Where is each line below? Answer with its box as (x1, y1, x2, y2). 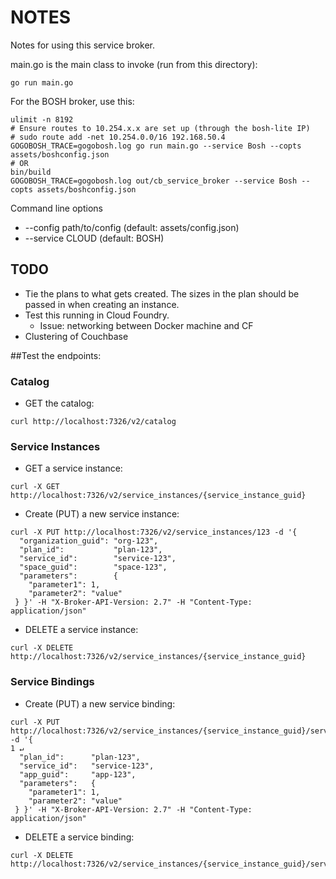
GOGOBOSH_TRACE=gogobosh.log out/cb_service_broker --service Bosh (10, 176, 298, 186)
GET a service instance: (24, 462, 123, 475)
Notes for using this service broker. (10, 39, 156, 51)
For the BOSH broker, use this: (10, 95, 135, 107)
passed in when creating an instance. (24, 298, 180, 310)
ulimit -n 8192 (10, 114, 74, 125)
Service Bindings (10, 675, 95, 689)
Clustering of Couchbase (24, 330, 129, 342)
